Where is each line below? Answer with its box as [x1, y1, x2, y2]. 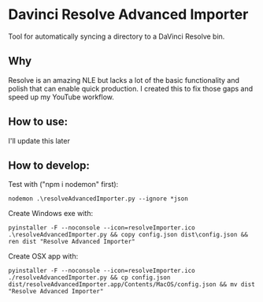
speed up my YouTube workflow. [8, 92, 114, 102]
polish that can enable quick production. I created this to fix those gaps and [8, 84, 254, 93]
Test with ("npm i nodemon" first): [8, 180, 119, 189]
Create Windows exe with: [8, 209, 93, 218]
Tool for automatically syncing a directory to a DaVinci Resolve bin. [8, 32, 225, 41]
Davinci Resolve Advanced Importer [8, 6, 249, 24]
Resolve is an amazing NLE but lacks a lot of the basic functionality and [8, 75, 240, 84]
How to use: [8, 115, 69, 129]
